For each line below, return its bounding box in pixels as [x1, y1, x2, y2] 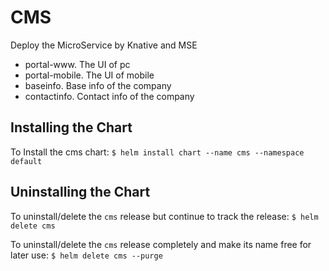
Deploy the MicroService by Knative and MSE [10, 39, 198, 51]
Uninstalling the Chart [10, 184, 151, 201]
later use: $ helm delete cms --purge [10, 249, 163, 261]
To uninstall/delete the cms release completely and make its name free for [10, 238, 312, 250]
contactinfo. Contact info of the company [24, 90, 195, 102]
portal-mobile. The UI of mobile [24, 69, 155, 81]
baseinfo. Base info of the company [24, 79, 172, 91]
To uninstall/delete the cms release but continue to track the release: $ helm [10, 210, 319, 222]
